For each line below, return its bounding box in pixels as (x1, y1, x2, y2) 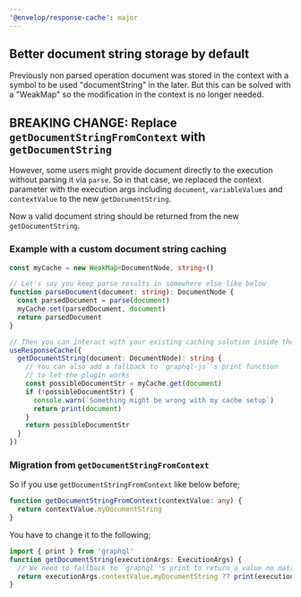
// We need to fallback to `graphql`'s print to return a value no (17, 563, 275, 573)
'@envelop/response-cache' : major (9, 13, 139, 22)
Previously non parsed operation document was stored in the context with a (9, 70, 289, 81)
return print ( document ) (32, 404, 123, 413)
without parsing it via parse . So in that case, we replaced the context (9, 174, 262, 185)
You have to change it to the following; (9, 529, 151, 540)
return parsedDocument (17, 312, 102, 321)
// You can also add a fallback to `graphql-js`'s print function (25, 363, 279, 372)
